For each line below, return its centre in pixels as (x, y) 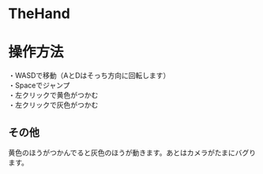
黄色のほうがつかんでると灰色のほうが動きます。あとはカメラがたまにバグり (132, 152)
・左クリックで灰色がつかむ (53, 105)
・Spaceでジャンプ (39, 85)
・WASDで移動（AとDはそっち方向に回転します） (89, 76)
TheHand (39, 14)
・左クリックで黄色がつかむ (53, 95)
